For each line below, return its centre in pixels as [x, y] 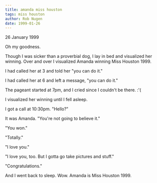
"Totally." [14, 137]
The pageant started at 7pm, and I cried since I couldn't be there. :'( [73, 90]
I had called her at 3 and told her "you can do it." [54, 71]
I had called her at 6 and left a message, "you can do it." [62, 80]
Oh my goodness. [23, 47]
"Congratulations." [24, 166]
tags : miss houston [25, 14]
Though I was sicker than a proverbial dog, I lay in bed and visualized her [79, 56]
